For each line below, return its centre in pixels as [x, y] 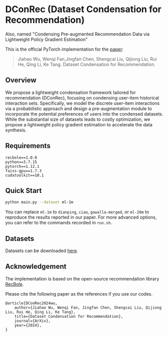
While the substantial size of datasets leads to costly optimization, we [78, 119]
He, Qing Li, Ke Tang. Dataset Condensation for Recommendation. [87, 64]
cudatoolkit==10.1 [25, 175]
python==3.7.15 [21, 162]
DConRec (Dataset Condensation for [83, 9]
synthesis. [16, 130]
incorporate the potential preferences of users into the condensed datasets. [84, 114]
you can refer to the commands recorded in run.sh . [59, 223]
